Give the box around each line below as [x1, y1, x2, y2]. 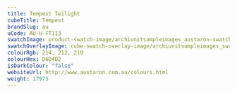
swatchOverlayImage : [7, 43, 68, 50]
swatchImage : [7, 36, 46, 43]
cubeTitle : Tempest [7, 17, 65, 24]
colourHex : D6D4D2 [7, 56, 61, 63]
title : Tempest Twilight [7, 10, 80, 17]
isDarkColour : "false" [7, 62, 74, 69]
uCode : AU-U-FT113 [7, 29, 61, 37]
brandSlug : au [7, 23, 49, 30]
